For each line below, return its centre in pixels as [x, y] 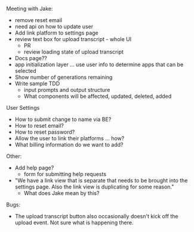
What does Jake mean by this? [61, 193]
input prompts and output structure [67, 90]
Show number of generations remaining [64, 77]
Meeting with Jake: [30, 9]
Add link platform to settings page [56, 33]
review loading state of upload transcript [74, 52]
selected [26, 71]
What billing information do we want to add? [69, 145]
